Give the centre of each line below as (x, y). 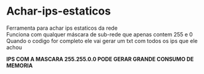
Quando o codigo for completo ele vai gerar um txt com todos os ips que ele (102, 41)
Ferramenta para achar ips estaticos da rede (62, 28)
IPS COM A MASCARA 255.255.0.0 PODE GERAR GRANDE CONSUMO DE (100, 59)
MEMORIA (19, 66)
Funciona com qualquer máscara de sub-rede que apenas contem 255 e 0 (100, 34)
